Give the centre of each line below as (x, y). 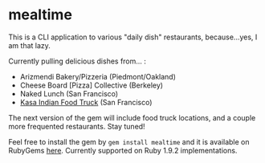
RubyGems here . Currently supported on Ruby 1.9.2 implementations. (123, 150)
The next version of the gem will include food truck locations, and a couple (132, 117)
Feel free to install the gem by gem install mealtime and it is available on (129, 141)
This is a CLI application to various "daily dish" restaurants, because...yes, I (133, 37)
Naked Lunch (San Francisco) (69, 93)
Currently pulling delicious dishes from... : (77, 61)
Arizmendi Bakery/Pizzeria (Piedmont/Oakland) (98, 76)
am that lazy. (29, 45)
